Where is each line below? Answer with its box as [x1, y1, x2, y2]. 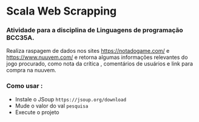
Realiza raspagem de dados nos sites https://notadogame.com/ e [6, 47, 170, 55]
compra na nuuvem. [6, 67, 56, 74]
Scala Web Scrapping [6, 4, 117, 18]
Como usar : [6, 82, 43, 90]
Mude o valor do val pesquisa [15, 102, 89, 109]
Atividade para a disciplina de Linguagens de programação [6, 26, 183, 35]
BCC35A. [6, 33, 35, 42]
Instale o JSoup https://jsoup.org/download [15, 95, 126, 103]
